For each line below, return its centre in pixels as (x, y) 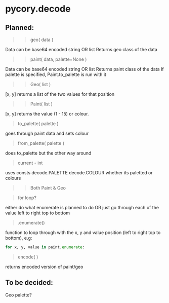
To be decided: (29, 282)
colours (13, 178)
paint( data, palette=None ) (58, 59)
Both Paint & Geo (48, 188)
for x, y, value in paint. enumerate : (45, 247)
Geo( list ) (40, 84)
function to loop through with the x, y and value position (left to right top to (83, 233)
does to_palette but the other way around (48, 153)
